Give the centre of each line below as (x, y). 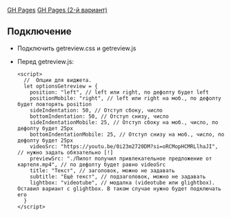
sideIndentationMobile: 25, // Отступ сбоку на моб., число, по (124, 122)
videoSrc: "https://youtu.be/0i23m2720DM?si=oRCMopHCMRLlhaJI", (124, 146)
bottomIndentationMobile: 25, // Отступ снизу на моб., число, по (127, 134)
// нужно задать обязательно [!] (65, 152)
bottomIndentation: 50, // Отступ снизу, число (99, 116)
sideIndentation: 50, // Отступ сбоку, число (97, 110)
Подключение (40, 31)
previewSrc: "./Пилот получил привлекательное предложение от (121, 158)
